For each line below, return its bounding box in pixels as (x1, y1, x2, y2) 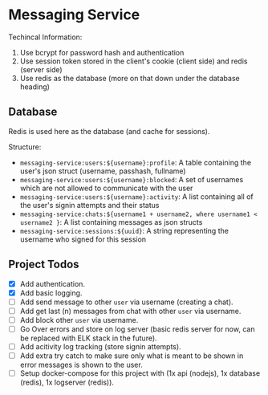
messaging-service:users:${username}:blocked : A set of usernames (19, 174, 244, 184)
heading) (19, 82, 51, 92)
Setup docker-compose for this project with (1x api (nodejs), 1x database (19, 369, 261, 378)
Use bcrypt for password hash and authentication (19, 47, 185, 57)
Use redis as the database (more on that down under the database (19, 73, 240, 83)
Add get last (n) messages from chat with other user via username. (19, 306, 242, 316)
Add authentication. (19, 279, 86, 288)
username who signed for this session (19, 234, 147, 244)
